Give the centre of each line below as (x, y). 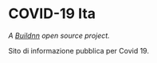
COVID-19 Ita (52, 14)
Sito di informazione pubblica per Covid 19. (79, 50)
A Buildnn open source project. (59, 35)
